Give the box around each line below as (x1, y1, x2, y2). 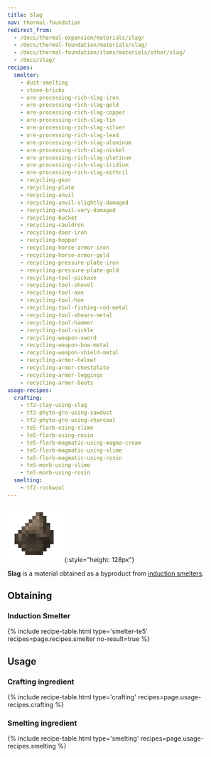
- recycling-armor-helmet (20, 356, 97, 364)
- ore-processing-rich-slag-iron (20, 94, 119, 101)
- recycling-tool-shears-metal (20, 312, 113, 319)
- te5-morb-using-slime (20, 462, 91, 469)
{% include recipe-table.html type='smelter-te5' (7, 627, 148, 636)
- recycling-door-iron (20, 229, 87, 236)
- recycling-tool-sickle (20, 327, 94, 334)
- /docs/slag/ (13, 57, 55, 64)
